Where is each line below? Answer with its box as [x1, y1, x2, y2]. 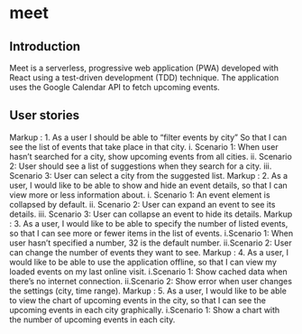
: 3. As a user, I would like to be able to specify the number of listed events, [9, 218, 288, 228]
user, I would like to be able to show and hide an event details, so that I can [9, 180, 288, 190]
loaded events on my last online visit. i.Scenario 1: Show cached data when [9, 265, 288, 277]
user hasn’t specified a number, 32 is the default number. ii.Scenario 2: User [9, 237, 293, 248]
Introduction [9, 39, 81, 54]
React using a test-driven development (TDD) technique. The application [9, 72, 279, 83]
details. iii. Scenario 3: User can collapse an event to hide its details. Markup [9, 209, 293, 219]
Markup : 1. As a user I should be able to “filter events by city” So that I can [9, 132, 287, 143]
